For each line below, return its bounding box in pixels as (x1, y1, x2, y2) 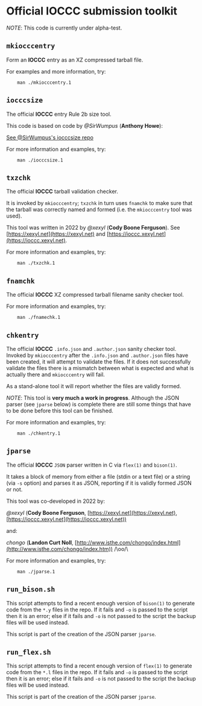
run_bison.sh (6, 585, 55, 594)
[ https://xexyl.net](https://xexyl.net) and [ (6, 230, 109, 238)
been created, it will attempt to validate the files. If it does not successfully (6, 358, 191, 365)
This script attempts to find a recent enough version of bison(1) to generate (6, 599, 195, 607)
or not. (6, 485, 23, 493)
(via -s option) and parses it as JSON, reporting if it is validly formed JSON (6, 479, 192, 487)
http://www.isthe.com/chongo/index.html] (76, 538, 181, 546)
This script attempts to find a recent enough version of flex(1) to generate (6, 662, 192, 670)
